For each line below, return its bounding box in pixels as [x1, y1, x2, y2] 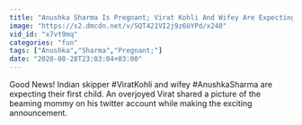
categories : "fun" [9, 37, 78, 47]
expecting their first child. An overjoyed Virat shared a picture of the [9, 88, 262, 99]
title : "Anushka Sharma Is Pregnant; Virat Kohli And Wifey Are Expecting [9, 12, 296, 22]
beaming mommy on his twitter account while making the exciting [9, 98, 253, 108]
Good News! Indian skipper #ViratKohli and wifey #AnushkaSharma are [9, 79, 272, 89]
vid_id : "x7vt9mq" [9, 29, 78, 38]
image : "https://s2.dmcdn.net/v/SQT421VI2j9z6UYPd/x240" [9, 21, 227, 30]
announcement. [9, 108, 67, 118]
